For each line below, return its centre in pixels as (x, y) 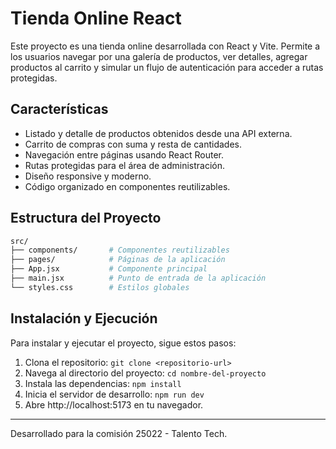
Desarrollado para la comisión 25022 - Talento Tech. (119, 433)
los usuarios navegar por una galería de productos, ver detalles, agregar (159, 56)
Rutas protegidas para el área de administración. (125, 165)
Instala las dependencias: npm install (103, 383)
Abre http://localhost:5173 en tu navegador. (114, 404)
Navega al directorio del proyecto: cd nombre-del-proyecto (145, 373)
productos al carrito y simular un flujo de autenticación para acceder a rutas (167, 67)
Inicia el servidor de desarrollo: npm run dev (114, 394)
